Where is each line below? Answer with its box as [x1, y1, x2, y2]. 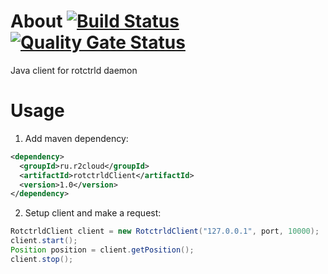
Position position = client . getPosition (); [10, 245, 195, 255]
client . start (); [10, 236, 78, 246]
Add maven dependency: [24, 132, 129, 144]
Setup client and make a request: [24, 207, 162, 219]
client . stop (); [10, 254, 74, 264]
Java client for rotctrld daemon [10, 64, 138, 76]
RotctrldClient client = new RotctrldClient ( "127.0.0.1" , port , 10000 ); [10, 226, 320, 237]
